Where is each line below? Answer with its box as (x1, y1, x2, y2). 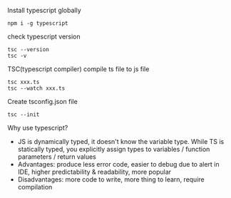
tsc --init (7, 111, 40, 118)
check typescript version (7, 32, 81, 41)
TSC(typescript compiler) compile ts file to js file (7, 65, 150, 73)
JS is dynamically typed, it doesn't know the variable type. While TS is (17, 137, 225, 145)
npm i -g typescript (7, 20, 69, 27)
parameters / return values (17, 152, 96, 161)
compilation (17, 183, 53, 191)
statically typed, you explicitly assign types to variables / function (17, 145, 210, 153)
